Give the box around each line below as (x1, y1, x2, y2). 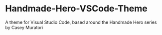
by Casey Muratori (5, 24, 43, 30)
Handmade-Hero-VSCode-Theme (5, 3, 148, 14)
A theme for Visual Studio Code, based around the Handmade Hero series (5, 19, 157, 25)
